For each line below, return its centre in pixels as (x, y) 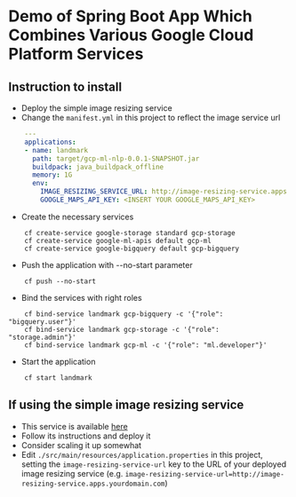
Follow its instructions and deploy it (86, 436)
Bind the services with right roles (82, 297)
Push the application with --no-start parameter (107, 264)
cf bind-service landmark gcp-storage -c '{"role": (122, 329)
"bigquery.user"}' (42, 321)
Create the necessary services (77, 217)
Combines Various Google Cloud (131, 35)
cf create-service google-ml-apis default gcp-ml (118, 241)
